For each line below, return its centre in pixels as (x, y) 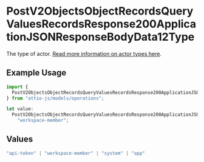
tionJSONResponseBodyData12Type (100, 37)
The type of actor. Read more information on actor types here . (84, 53)
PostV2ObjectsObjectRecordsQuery (100, 11)
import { (17, 87)
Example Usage (36, 73)
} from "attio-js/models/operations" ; (55, 98)
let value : (20, 109)
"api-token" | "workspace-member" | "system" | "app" (76, 153)
